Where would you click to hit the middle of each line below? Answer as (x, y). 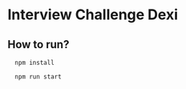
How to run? (38, 44)
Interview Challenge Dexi (93, 15)
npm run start (38, 77)
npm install (35, 63)
